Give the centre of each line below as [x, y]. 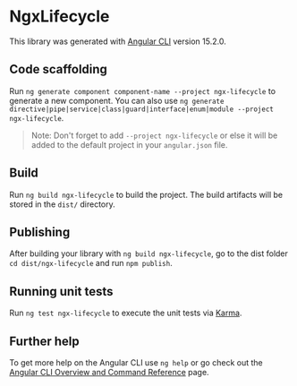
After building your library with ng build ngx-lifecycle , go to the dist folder [149, 253]
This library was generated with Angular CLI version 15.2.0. [118, 41]
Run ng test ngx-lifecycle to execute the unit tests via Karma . [126, 313]
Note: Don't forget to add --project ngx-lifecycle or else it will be [154, 135]
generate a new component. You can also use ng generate [117, 100]
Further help [45, 341]
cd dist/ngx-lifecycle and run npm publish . [91, 263]
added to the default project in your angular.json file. [129, 144]
